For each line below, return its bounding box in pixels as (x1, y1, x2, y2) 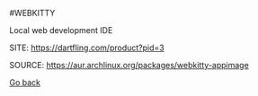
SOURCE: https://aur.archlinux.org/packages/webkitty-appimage (9, 60, 249, 70)
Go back (9, 77, 41, 88)
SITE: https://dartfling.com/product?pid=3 (9, 42, 165, 53)
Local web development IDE (9, 25, 113, 35)
